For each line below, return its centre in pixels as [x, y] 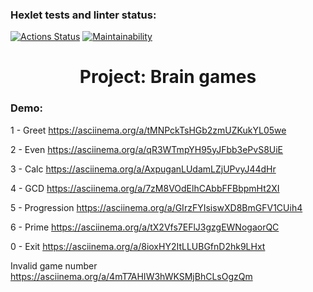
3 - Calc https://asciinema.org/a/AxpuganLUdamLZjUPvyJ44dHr [143, 169]
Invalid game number [54, 265]
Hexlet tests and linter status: [83, 15]
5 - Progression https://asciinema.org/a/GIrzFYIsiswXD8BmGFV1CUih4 [156, 207]
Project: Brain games [168, 77]
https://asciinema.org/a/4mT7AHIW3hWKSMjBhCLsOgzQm [131, 276]
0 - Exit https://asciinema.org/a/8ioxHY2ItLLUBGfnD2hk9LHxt [138, 246]
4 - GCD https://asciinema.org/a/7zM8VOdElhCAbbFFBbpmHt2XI [145, 188]
